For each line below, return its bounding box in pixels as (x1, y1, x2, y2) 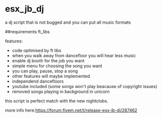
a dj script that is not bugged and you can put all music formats (5, 19, 131, 25)
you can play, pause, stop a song (12, 68, 78, 74)
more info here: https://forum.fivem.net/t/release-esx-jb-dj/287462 (5, 107, 138, 113)
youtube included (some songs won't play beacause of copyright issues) (12, 83, 158, 89)
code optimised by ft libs (12, 47, 61, 53)
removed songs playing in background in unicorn (12, 88, 110, 94)
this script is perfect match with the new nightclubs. (5, 98, 108, 103)
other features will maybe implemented (12, 73, 90, 79)
